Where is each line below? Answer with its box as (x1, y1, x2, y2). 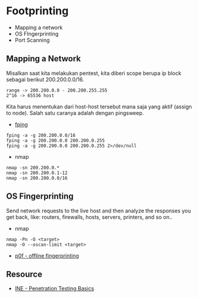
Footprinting (6, 4, 69, 18)
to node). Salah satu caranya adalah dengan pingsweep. (6, 109, 144, 117)
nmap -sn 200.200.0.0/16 (6, 175, 68, 181)
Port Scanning (14, 36, 50, 43)
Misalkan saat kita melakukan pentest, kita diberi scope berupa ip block (6, 70, 181, 77)
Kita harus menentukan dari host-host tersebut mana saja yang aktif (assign (6, 103, 192, 110)
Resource (6, 269, 43, 279)
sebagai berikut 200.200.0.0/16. (6, 76, 84, 83)
